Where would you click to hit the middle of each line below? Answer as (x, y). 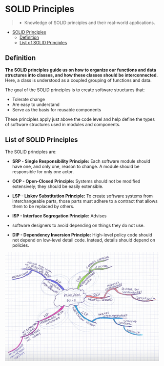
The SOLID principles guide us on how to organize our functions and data (81, 70)
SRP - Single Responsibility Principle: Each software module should (81, 161)
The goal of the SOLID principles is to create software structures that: (75, 90)
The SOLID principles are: (31, 152)
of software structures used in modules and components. (63, 124)
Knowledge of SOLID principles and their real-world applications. (90, 23)
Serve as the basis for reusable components (57, 109)
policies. (20, 245)
